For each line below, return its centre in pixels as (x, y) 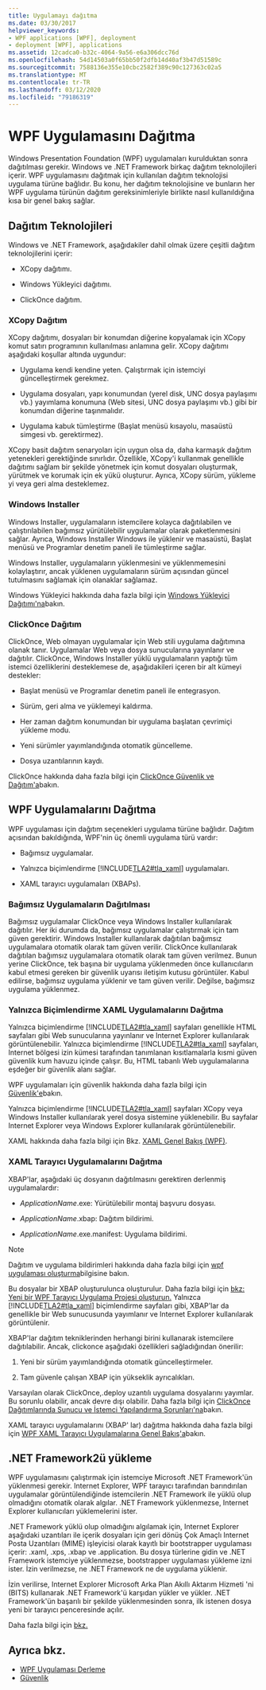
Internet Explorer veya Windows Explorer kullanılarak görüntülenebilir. (122, 1126)
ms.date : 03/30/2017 (42, 23)
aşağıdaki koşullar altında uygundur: (67, 354)
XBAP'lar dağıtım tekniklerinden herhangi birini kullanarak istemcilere (121, 1337)
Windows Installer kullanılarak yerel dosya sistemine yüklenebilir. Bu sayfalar (133, 1117)
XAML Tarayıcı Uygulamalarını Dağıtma (85, 1161)
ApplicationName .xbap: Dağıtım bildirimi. (87, 1218)
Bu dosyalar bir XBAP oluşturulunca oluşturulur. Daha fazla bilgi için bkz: (126, 1288)
